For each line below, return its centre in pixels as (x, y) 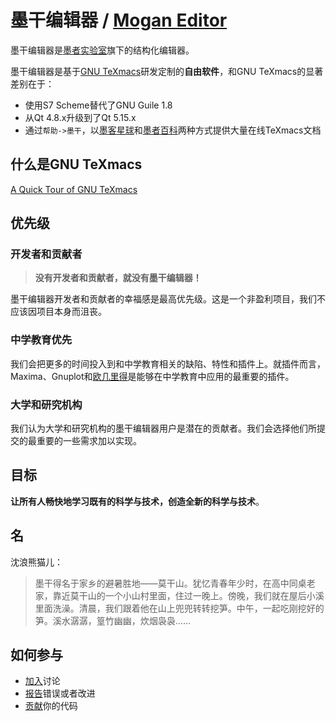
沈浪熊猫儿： (36, 562)
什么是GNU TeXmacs (76, 164)
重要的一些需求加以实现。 (89, 441)
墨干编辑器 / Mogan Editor (119, 20)
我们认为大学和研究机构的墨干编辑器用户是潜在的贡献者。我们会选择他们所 (163, 428)
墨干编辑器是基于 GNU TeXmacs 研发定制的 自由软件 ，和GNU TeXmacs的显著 (167, 71)
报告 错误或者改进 (60, 693)
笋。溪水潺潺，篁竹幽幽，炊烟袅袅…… (112, 620)
